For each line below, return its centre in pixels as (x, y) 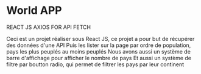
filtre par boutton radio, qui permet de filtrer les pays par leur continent (95, 64)
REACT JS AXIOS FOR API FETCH (49, 27)
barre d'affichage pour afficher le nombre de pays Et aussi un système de (99, 58)
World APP (34, 11)
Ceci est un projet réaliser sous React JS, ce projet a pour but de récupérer (100, 39)
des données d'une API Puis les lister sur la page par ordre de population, (99, 45)
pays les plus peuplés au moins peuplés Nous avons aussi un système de (98, 51)
